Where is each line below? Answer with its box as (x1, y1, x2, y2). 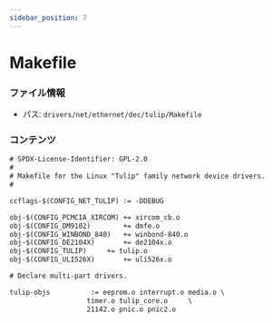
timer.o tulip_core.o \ (86, 296, 193, 305)
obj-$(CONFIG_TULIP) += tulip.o (9, 247, 148, 256)
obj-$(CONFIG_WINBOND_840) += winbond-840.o (9, 230, 189, 239)
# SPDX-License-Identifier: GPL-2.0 (9, 155, 148, 164)
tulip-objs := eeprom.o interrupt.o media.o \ (9, 288, 225, 297)
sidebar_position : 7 (9, 13, 88, 23)
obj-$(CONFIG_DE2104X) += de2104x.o (9, 238, 172, 248)
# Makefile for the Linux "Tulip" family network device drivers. (9, 171, 266, 181)
